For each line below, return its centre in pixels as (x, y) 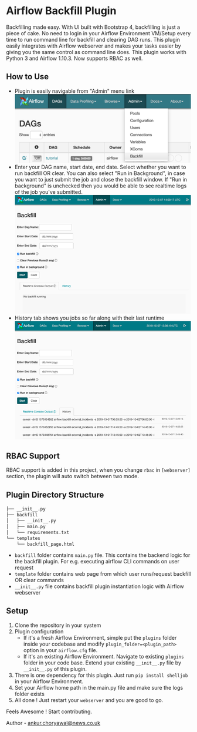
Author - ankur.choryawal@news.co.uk (53, 723)
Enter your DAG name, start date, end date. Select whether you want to (100, 167)
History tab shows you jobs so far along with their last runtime (89, 318)
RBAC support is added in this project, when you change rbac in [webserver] (98, 470)
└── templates (23, 539)
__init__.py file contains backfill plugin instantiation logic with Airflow (99, 586)
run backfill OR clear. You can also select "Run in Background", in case (100, 173)
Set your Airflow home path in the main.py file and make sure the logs (99, 687)
